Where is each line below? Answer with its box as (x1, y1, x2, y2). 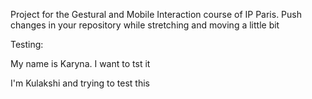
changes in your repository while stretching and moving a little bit (10, 19, 280, 31)
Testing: (10, 39, 44, 50)
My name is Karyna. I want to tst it (10, 58, 151, 69)
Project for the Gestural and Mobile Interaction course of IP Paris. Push (10, 9, 302, 20)
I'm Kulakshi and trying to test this (10, 77, 150, 89)
